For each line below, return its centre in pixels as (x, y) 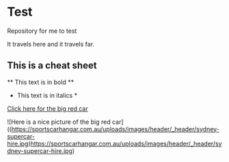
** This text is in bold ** (40, 82)
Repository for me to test (42, 31)
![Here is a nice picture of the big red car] (66, 122)
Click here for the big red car (48, 108)
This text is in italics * (47, 95)
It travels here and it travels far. (51, 44)
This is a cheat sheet (52, 66)
